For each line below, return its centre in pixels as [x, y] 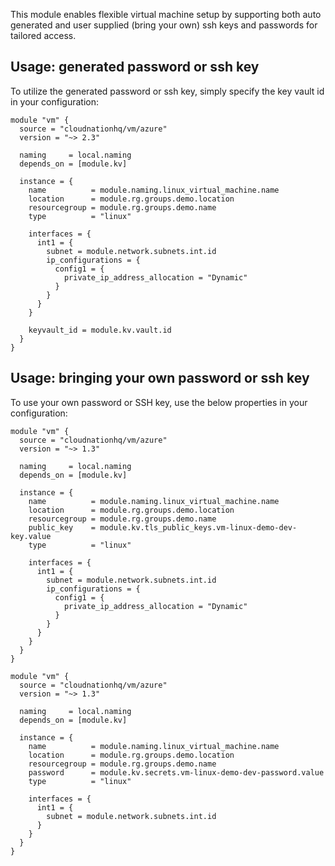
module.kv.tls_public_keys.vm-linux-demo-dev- [198, 527]
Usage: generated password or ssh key [135, 67]
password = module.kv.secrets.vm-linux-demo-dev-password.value [176, 772]
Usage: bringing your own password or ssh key [160, 378]
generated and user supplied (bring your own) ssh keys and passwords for [164, 25]
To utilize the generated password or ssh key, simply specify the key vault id [167, 91]
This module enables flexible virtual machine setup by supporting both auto [166, 14]
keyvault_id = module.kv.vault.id [100, 330]
